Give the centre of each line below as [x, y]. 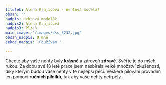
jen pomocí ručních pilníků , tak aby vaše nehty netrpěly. [64, 77]
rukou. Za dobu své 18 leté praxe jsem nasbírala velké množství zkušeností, [83, 66]
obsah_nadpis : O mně [27, 38]
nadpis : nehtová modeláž [31, 19]
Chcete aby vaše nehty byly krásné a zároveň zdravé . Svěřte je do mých [80, 61]
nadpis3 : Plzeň [21, 28]
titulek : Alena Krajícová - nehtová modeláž [52, 10]
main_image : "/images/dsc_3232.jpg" [43, 33]
